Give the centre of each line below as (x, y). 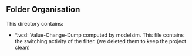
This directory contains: (35, 23)
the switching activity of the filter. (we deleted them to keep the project (100, 41)
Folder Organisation (43, 10)
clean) (22, 47)
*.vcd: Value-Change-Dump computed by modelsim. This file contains (99, 35)
